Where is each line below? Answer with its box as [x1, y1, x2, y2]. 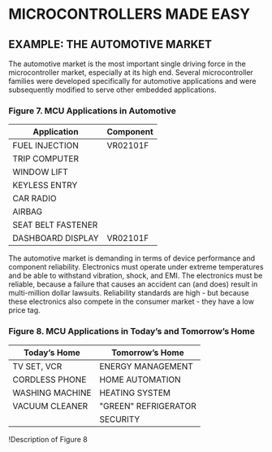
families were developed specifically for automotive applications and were [8, 77, 257, 86]
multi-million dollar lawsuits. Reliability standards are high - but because [8, 288, 249, 298]
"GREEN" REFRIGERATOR [99, 400, 196, 411]
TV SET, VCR [12, 360, 63, 371]
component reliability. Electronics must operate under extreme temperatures [8, 262, 264, 272]
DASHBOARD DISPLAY [12, 233, 99, 244]
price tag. [8, 305, 41, 315]
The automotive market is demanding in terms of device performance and [8, 253, 256, 263]
